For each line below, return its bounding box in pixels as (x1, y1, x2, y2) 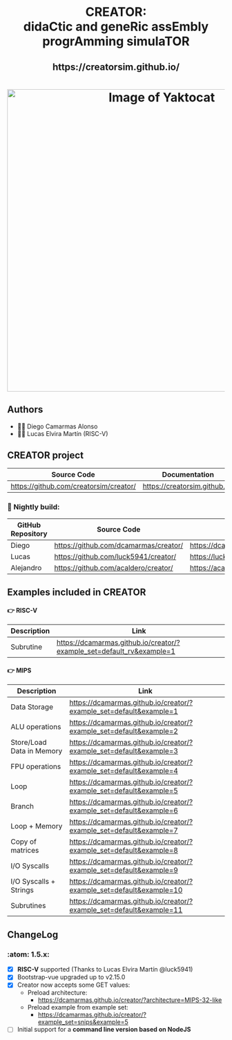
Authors (7, 404, 43, 415)
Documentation (162, 470, 214, 480)
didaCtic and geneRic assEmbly (23, 19, 209, 35)
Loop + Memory (10, 822, 63, 831)
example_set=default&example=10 (68, 885, 183, 895)
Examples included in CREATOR (7, 587, 146, 598)
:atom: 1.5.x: (7, 949, 50, 959)
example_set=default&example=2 (68, 726, 178, 736)
